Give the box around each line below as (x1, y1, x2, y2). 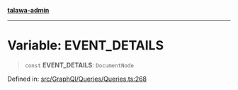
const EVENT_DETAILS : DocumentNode (24, 60, 135, 69)
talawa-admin (7, 6, 50, 14)
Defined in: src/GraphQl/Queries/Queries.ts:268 (7, 74, 147, 83)
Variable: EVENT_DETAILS (7, 38, 164, 54)
